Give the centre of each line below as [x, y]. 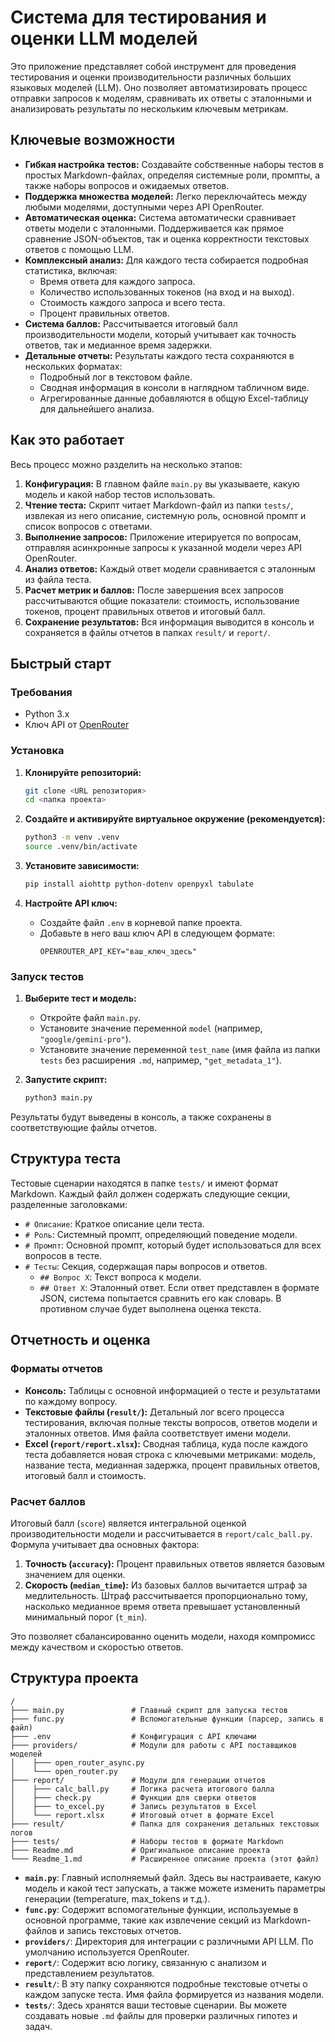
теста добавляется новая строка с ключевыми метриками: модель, [170, 1454]
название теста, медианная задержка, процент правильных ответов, [172, 1465]
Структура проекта [74, 1678]
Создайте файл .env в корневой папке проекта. [141, 922]
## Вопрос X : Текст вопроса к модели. [120, 1277]
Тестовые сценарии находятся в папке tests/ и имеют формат [144, 1183]
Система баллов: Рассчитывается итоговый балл [131, 323]
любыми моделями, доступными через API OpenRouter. [144, 207]
